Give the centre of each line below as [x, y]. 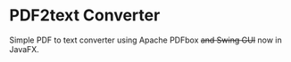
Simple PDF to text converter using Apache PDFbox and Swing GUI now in [146, 40]
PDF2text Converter [85, 15]
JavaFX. [25, 49]
